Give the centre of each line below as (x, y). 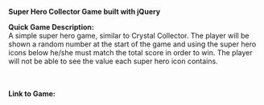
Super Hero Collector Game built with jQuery (85, 12)
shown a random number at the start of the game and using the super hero (132, 44)
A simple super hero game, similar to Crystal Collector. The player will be (129, 36)
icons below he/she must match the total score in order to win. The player (130, 52)
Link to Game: (32, 94)
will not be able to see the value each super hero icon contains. (113, 61)
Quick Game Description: (51, 27)
